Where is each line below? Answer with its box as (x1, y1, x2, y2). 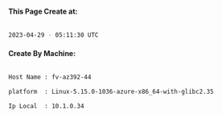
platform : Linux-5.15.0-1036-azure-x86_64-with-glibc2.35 (8, 88, 215, 96)
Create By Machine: (8, 48, 76, 58)
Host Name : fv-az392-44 (8, 73, 92, 82)
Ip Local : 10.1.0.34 (8, 103, 84, 111)
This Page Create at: (8, 6, 78, 16)
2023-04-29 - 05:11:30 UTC (8, 31, 99, 39)
